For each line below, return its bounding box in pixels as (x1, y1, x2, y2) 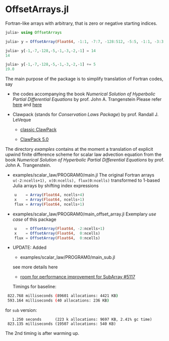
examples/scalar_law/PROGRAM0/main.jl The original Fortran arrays (12, 172, 155, 178)
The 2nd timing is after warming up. (5, 330, 80, 336)
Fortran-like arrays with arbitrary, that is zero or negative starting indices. (5, 20, 157, 26)
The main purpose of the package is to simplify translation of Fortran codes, (5, 76, 163, 82)
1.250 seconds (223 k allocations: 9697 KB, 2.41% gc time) (12, 317, 152, 322)
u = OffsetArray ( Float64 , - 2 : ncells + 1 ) (14, 226, 105, 231)
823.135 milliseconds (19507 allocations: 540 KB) (7, 321, 116, 326)
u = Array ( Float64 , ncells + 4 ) (14, 193, 85, 198)
